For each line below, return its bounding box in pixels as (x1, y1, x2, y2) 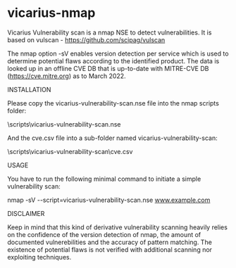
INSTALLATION (7, 85, 51, 94)
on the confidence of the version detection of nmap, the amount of (7, 230, 201, 238)
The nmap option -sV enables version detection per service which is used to (7, 49, 229, 58)
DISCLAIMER (7, 209, 45, 217)
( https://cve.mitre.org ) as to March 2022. (7, 72, 126, 80)
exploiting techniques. (7, 253, 72, 261)
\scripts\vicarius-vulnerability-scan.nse (7, 120, 121, 128)
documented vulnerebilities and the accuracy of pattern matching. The (7, 238, 213, 246)
